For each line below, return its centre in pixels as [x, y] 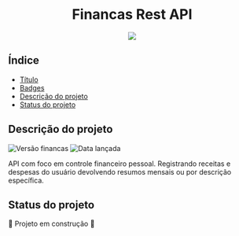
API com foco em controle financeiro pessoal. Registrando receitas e [119, 164]
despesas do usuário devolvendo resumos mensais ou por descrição [120, 171]
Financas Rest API [132, 15]
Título [29, 79]
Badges [32, 87]
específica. [26, 180]
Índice [24, 61]
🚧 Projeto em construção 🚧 [51, 224]
